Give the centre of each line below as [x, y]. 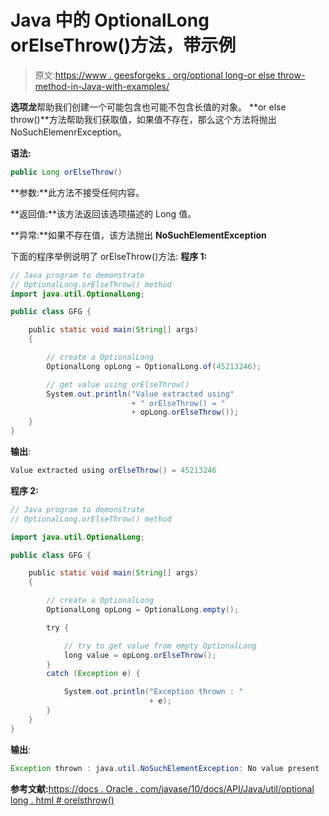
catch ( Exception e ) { [93, 674]
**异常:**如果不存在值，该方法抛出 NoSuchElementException [138, 235]
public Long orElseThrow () [66, 172]
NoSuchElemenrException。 [68, 132]
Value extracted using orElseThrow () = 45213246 [113, 471]
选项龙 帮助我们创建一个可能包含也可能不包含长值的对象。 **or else [148, 107]
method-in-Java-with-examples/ [102, 86]
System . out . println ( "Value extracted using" [140, 394]
